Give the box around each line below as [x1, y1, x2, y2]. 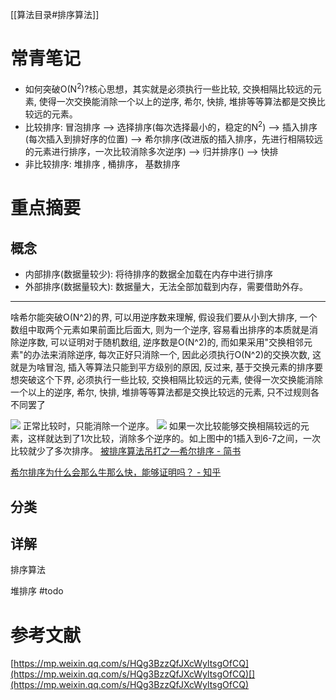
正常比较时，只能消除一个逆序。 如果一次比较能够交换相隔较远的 [22, 420, 301, 432]
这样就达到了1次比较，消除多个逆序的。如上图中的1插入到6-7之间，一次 [27, 433, 322, 445]
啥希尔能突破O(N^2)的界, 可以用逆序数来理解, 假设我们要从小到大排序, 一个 [10, 311, 318, 323]
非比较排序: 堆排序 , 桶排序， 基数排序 [24, 158, 181, 170]
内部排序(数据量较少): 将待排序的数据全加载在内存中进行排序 [24, 268, 273, 280]
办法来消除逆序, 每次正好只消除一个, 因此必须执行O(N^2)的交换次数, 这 [31, 349, 322, 361]
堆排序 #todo [10, 585, 64, 597]
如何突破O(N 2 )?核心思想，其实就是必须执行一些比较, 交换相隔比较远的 [24, 81, 313, 95]
